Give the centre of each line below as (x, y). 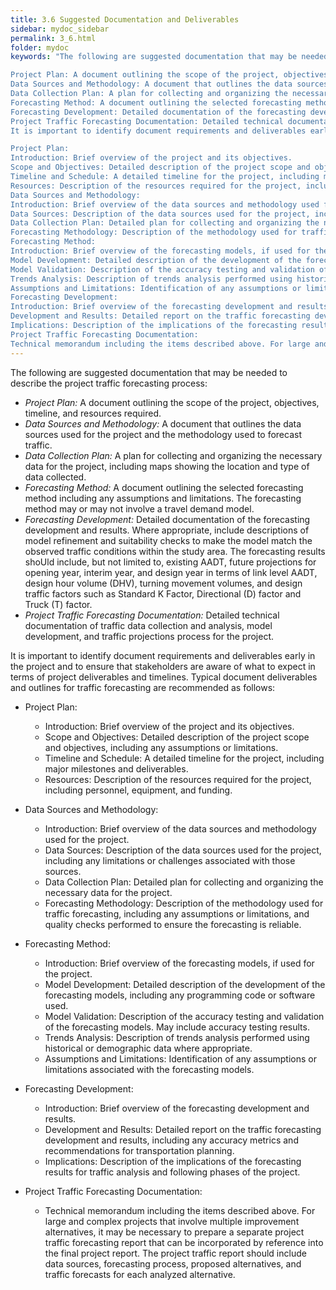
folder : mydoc (40, 47)
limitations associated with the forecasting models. (149, 1069)
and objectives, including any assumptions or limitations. (161, 747)
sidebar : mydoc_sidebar (60, 29)
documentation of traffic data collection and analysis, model (148, 625)
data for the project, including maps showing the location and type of (167, 466)
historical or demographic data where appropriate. (148, 1048)
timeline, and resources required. (93, 413)
